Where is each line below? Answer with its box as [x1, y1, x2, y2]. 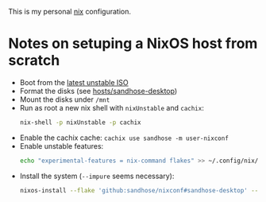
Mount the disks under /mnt [19, 95, 110, 104]
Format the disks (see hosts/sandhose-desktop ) [19, 86, 177, 95]
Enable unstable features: [19, 141, 104, 150]
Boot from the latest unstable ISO [19, 77, 129, 87]
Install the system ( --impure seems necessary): [19, 171, 175, 181]
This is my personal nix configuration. [8, 7, 132, 16]
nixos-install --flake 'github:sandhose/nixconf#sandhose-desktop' [19, 186, 249, 194]
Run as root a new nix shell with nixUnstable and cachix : [19, 103, 204, 112]
